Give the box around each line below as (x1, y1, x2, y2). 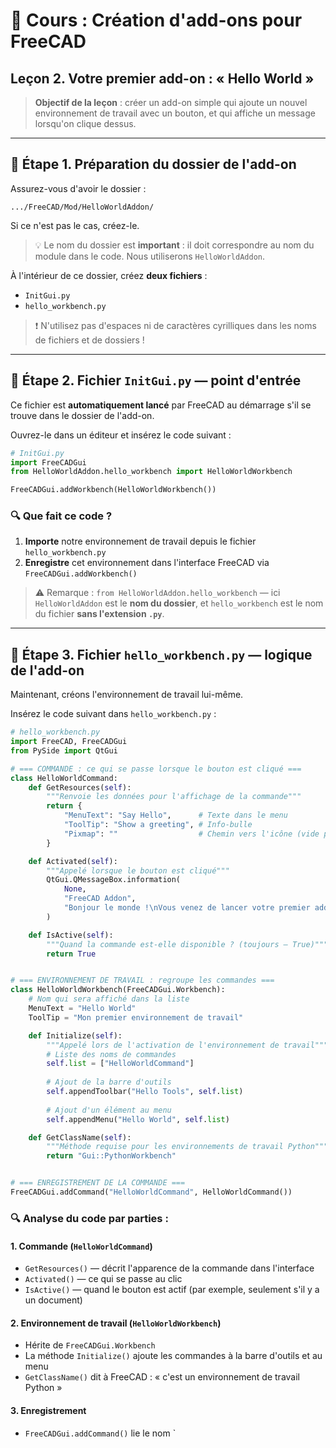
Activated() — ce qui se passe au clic (24, 1273, 183, 1285)
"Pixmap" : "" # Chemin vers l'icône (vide (63, 829, 320, 839)
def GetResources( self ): (28, 782, 132, 793)
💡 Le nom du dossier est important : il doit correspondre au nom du (34, 239, 315, 251)
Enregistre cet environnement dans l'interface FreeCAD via (24, 557, 270, 569)
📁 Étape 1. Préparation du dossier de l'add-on (10, 156, 297, 173)
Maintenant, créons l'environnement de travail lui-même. (10, 689, 244, 701)
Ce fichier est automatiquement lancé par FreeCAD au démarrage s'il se (10, 399, 312, 411)
